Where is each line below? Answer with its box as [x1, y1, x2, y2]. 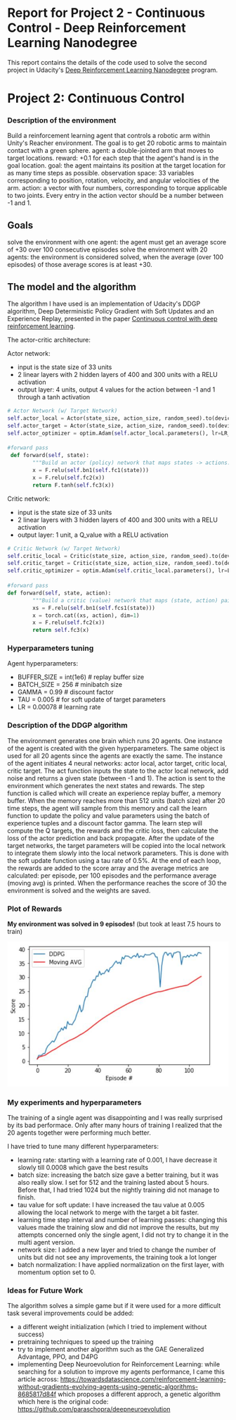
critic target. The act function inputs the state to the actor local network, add [7, 766, 229, 775]
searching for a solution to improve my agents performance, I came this [17, 1368, 225, 1376]
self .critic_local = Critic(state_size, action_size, [7, 552, 169, 559]
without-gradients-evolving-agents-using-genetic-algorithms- [17, 1383, 199, 1391]
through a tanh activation [17, 393, 91, 401]
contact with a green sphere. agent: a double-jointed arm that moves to [7, 147, 214, 155]
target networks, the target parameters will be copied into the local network [7, 841, 226, 849]
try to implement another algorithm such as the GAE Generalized [17, 1345, 204, 1354]
